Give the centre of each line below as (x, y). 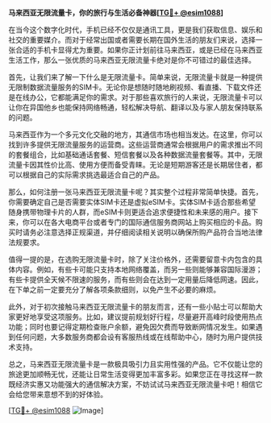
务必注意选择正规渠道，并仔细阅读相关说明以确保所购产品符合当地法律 (146, 232)
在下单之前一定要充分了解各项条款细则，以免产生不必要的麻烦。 (114, 290)
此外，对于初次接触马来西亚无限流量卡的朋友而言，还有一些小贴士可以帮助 (132, 307)
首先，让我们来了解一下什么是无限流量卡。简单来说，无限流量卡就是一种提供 (135, 77)
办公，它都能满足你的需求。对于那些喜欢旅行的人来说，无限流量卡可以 (146, 97)
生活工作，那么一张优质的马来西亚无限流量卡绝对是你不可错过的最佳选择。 (132, 60)
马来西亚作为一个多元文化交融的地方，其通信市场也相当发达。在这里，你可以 (135, 135)
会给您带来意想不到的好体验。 (58, 394)
